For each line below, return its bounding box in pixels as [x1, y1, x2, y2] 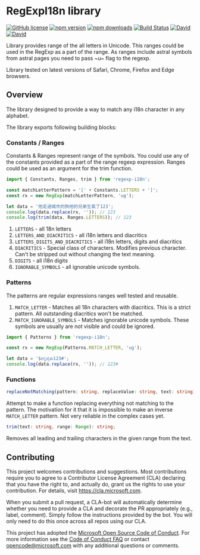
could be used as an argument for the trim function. [6, 165, 133, 172]
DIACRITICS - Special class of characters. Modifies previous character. [14, 244, 187, 252]
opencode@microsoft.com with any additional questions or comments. [6, 542, 180, 549]
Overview [6, 90, 43, 100]
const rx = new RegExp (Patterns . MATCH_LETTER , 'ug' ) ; [6, 345, 143, 351]
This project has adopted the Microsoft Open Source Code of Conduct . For [6, 529, 190, 536]
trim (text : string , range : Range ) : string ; [6, 424, 116, 430]
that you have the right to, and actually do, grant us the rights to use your [6, 480, 186, 487]
